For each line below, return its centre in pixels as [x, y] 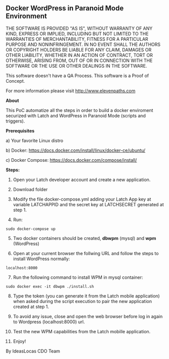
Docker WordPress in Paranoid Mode [65, 8]
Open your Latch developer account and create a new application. [82, 179]
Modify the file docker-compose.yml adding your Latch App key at [82, 199]
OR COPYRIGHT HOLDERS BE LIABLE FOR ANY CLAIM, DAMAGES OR [79, 49]
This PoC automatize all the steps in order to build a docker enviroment [79, 110]
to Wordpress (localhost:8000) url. [49, 322]
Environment [26, 16]
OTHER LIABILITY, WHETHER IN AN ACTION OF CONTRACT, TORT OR [79, 55]
